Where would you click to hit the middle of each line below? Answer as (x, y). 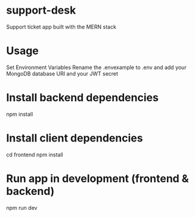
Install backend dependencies (83, 98)
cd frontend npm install (35, 155)
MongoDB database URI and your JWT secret (62, 73)
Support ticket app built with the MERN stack (61, 27)
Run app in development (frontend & (97, 178)
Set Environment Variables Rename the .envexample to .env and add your (96, 67)
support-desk (41, 10)
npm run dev (22, 207)
